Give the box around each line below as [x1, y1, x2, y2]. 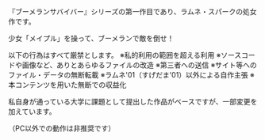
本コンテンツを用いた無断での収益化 [8, 80, 127, 89]
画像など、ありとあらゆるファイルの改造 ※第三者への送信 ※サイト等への [21, 60, 258, 70]
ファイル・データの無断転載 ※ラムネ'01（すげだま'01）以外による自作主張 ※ [8, 70, 255, 79]
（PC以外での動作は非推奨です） [8, 123, 116, 133]
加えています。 [8, 107, 56, 116]
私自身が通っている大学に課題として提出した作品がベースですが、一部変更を [8, 97, 258, 106]
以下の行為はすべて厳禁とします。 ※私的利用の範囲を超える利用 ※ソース [8, 51, 242, 59]
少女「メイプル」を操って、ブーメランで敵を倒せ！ [8, 34, 175, 43]
